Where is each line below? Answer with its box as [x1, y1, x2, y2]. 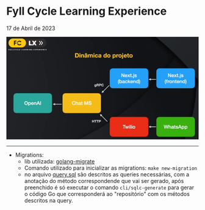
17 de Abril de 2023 [6, 24, 56, 32]
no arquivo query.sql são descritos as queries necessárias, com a [24, 170, 190, 178]
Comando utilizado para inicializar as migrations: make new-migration [24, 164, 197, 171]
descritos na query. [24, 197, 73, 204]
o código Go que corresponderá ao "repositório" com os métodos [24, 190, 190, 197]
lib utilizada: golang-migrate [24, 157, 95, 165]
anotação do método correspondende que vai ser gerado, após [24, 177, 184, 184]
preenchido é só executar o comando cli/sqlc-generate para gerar [24, 184, 194, 191]
